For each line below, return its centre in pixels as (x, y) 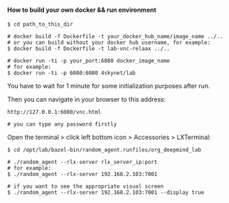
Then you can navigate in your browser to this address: (87, 99)
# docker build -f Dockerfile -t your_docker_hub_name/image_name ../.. (115, 37)
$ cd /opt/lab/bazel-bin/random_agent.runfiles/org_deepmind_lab (104, 150)
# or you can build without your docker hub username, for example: (109, 43)
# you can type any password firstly (62, 124)
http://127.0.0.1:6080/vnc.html (54, 112)
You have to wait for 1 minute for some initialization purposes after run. (109, 86)
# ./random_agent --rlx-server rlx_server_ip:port (82, 162)
